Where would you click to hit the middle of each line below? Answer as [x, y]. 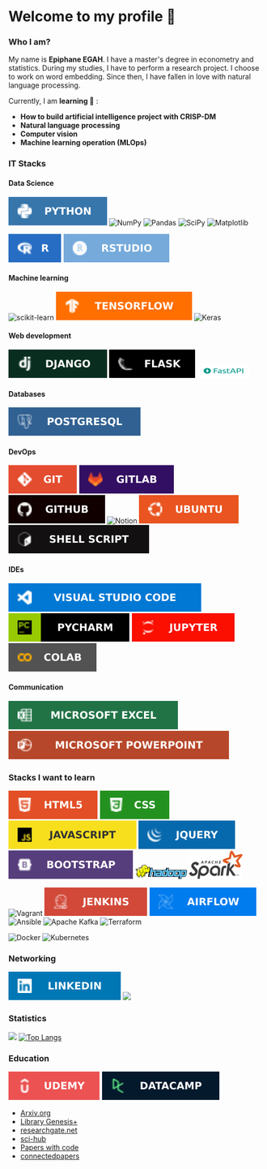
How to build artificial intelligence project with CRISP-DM [118, 117]
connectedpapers [50, 1156]
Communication [36, 687]
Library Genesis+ [49, 1122]
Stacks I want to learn [52, 777]
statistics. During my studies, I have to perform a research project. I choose [134, 68]
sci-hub [33, 1139]
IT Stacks [27, 164]
